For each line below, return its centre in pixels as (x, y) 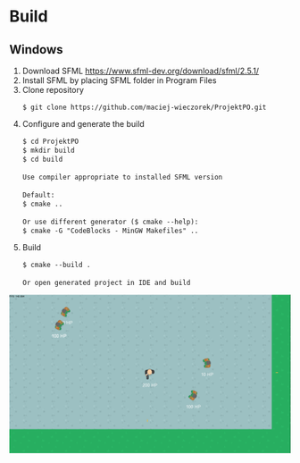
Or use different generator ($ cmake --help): (110, 222)
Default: (38, 195)
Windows (36, 50)
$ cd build (42, 159)
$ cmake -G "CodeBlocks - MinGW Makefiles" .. (110, 231)
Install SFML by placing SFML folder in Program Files (119, 80)
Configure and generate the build (83, 124)
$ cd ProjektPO (50, 141)
